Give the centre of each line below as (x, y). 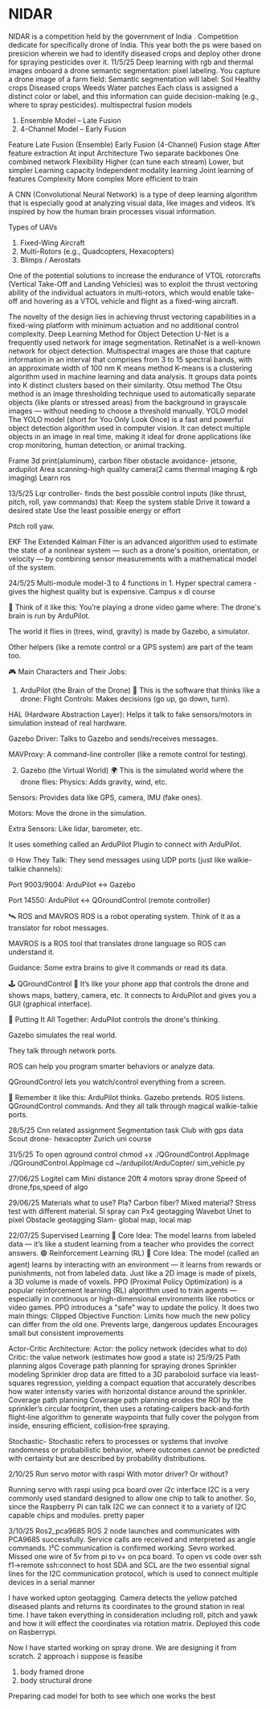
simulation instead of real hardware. (67, 722)
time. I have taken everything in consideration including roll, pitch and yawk (133, 1615)
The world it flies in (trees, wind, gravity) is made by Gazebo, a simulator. (129, 631)
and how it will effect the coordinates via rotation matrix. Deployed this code (134, 1623)
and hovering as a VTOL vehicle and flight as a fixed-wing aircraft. (129, 301)
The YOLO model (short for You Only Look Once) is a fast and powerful (126, 419)
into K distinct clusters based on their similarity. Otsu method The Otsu (125, 385)
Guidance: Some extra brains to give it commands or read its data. (118, 967)
